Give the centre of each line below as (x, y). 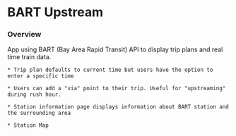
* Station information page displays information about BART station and (118, 107)
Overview (24, 35)
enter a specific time (41, 76)
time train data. (29, 57)
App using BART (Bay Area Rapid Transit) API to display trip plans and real (115, 49)
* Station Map (28, 125)
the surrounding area (39, 113)
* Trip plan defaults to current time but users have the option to (110, 70)
